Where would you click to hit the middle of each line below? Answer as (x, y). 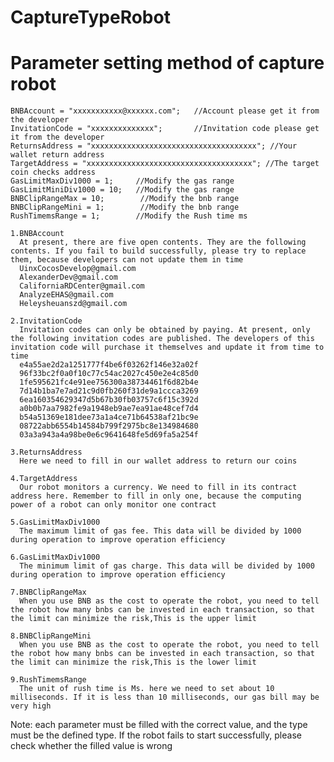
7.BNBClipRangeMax (48, 592)
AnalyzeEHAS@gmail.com (66, 295)
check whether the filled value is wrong (91, 746)
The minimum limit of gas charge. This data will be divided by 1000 (167, 566)
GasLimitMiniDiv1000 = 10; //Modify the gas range (122, 190)
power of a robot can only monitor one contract (113, 505)
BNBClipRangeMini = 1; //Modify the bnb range (125, 207)
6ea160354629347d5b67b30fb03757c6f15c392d (109, 400)
